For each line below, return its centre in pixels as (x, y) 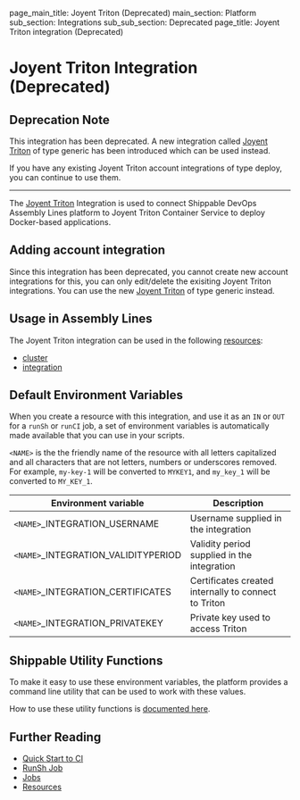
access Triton (218, 629)
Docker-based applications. (60, 222)
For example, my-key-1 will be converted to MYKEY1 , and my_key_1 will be (140, 471)
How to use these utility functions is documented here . (110, 709)
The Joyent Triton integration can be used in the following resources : (136, 340)
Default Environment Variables (96, 395)
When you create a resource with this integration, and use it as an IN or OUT (147, 417)
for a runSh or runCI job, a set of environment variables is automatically (139, 426)
